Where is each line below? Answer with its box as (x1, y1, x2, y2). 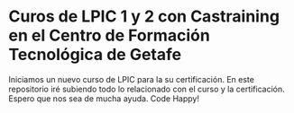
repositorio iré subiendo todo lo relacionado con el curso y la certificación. (8, 83, 285, 94)
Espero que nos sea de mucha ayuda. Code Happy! (8, 92, 200, 104)
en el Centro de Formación (8, 25, 211, 46)
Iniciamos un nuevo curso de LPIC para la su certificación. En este (8, 74, 254, 84)
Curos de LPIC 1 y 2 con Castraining (8, 6, 280, 27)
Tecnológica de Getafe (8, 45, 182, 65)
